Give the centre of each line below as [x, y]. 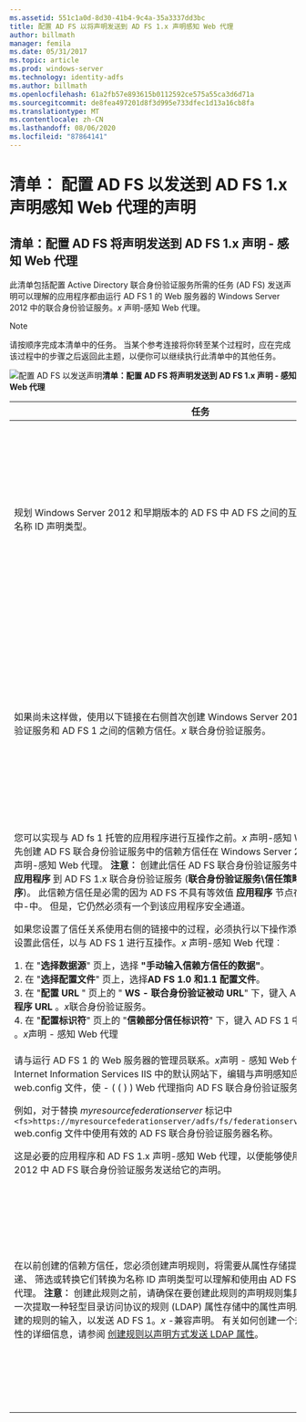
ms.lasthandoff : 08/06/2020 [63, 129]
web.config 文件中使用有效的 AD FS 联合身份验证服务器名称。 [146, 1133]
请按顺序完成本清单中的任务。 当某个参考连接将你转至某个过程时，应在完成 [150, 344]
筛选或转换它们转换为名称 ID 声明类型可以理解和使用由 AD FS [166, 1279]
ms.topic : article [44, 60]
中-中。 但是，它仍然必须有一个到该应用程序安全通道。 [132, 906]
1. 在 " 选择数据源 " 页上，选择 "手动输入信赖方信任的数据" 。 [142, 966]
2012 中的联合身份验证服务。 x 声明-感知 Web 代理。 [107, 308]
